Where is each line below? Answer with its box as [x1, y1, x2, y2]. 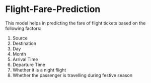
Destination [12, 40, 37, 46]
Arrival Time [12, 56, 38, 62]
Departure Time [12, 61, 45, 67]
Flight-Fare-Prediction [5, 3, 101, 15]
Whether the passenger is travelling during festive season [12, 72, 132, 78]
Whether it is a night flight [12, 66, 66, 73]
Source [12, 35, 28, 41]
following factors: [5, 25, 42, 31]
